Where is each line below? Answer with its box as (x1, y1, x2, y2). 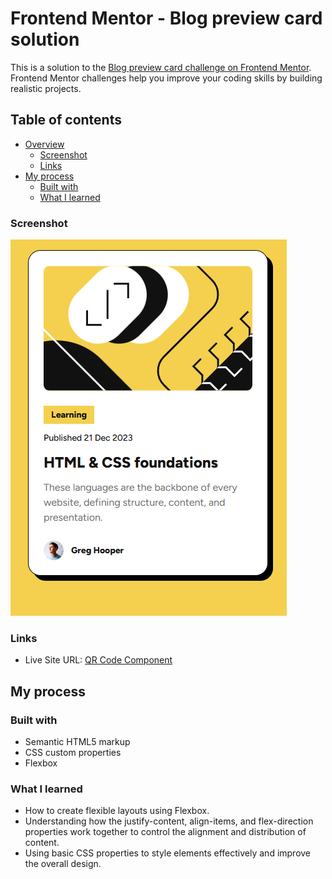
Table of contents (10, 112, 122, 129)
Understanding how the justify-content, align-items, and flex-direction (24, 815, 314, 827)
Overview (24, 138, 65, 150)
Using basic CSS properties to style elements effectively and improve (24, 847, 312, 859)
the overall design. (24, 858, 102, 870)
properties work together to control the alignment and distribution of (24, 826, 307, 838)
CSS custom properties (24, 747, 122, 759)
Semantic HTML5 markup (24, 736, 131, 748)
